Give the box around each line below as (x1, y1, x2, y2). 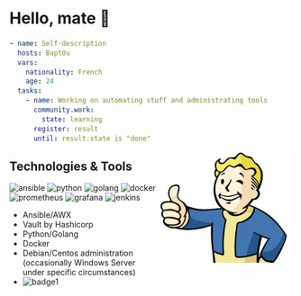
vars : (17, 58, 39, 67)
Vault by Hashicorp (22, 220, 94, 230)
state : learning (41, 114, 103, 124)
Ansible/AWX (22, 210, 72, 220)
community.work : (32, 105, 95, 115)
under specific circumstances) (22, 267, 137, 278)
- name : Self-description (9, 39, 106, 48)
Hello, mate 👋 (9, 8, 111, 29)
